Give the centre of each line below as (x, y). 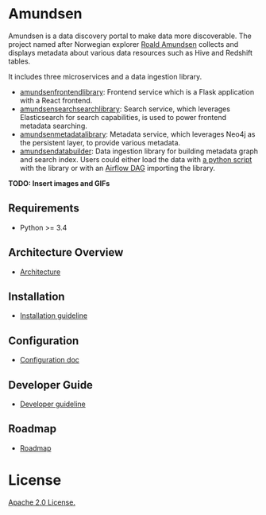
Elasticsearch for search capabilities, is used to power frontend (123, 117)
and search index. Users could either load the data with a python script (136, 159)
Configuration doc (49, 360)
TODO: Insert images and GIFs (59, 183)
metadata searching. (53, 126)
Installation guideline (54, 316)
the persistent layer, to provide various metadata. (100, 142)
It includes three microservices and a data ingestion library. (105, 76)
